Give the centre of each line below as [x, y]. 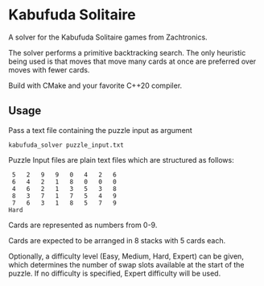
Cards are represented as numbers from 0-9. [83, 225]
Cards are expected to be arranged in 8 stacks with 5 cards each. [117, 240]
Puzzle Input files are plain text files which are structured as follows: [122, 160]
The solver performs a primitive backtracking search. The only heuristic [127, 52]
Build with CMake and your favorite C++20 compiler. [95, 85]
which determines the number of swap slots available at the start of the [126, 264]
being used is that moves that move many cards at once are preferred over [132, 61]
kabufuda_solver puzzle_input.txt [66, 145]
